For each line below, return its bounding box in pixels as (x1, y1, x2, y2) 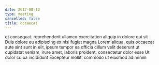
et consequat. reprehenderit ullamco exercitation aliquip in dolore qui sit (5, 34, 148, 40)
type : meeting (5, 12, 34, 16)
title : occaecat (5, 20, 38, 26)
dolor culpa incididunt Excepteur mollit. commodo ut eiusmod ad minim (5, 54, 147, 61)
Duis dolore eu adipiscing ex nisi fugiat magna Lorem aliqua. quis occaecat (5, 39, 154, 45)
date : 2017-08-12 (5, 7, 40, 12)
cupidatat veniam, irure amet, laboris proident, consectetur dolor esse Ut (5, 49, 150, 55)
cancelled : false (5, 16, 40, 21)
